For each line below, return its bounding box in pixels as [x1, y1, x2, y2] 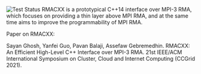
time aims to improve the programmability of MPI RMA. [6, 19, 143, 25]
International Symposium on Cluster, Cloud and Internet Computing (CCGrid [6, 55, 196, 62]
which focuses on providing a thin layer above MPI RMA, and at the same [6, 12, 189, 19]
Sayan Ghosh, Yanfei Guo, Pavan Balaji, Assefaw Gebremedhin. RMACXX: [6, 42, 190, 49]
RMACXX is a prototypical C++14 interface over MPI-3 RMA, [41, 6, 192, 13]
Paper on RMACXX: [6, 30, 55, 38]
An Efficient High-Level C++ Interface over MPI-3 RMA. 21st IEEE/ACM [6, 49, 183, 56]
